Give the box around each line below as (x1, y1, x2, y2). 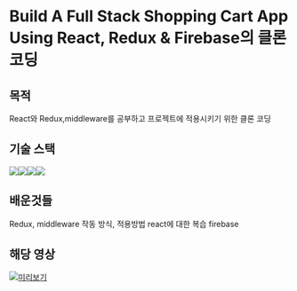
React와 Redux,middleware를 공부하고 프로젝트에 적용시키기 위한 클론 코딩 (9, 114, 271, 123)
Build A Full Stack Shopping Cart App (9, 6, 289, 27)
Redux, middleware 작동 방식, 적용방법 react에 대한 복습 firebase (9, 218, 239, 229)
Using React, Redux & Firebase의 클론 (9, 28, 287, 48)
